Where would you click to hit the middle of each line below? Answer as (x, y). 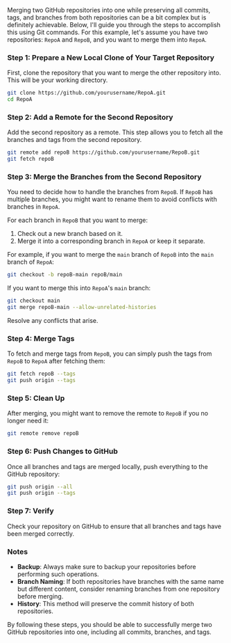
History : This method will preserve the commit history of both (105, 603)
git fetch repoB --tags (42, 374)
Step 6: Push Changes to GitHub (62, 452)
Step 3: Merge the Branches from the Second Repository (104, 177)
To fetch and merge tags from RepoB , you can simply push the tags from (110, 354)
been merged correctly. (41, 533)
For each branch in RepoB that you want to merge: (77, 220)
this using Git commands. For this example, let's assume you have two (108, 32)
